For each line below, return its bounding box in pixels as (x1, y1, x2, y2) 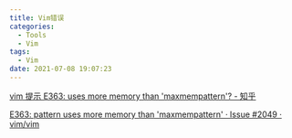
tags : (9, 48, 30, 57)
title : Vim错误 (9, 13, 65, 23)
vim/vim (9, 118, 40, 129)
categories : (9, 22, 55, 31)
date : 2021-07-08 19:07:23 (9, 65, 112, 74)
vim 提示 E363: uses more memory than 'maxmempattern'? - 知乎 (9, 90, 256, 101)
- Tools (17, 30, 47, 39)
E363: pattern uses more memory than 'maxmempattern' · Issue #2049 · (9, 109, 283, 120)
